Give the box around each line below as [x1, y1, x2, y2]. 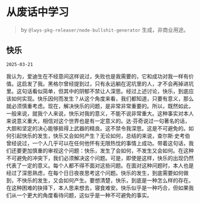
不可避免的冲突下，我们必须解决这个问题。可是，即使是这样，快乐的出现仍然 [6, 154, 194, 161]
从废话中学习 [6, 5, 70, 19]
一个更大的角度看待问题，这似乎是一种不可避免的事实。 [16, 192, 152, 199]
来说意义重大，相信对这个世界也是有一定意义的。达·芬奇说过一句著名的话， [6, 117, 190, 124]
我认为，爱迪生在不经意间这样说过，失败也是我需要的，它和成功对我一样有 [6, 73, 189, 80]
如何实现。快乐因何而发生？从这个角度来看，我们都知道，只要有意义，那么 [11, 95, 194, 102]
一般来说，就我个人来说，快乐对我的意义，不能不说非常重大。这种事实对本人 [6, 109, 194, 117]
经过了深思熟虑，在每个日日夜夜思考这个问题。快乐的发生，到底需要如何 [6, 169, 183, 176]
